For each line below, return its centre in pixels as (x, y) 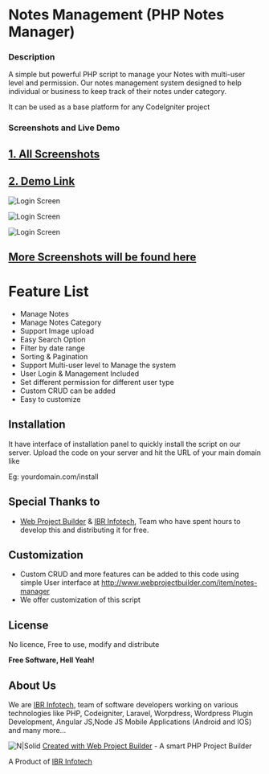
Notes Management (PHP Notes (116, 15)
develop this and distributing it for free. (84, 530)
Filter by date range (53, 348)
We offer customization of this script (80, 600)
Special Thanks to (54, 502)
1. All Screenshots (54, 154)
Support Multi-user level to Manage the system (98, 365)
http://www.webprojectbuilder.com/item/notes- (179, 583)
